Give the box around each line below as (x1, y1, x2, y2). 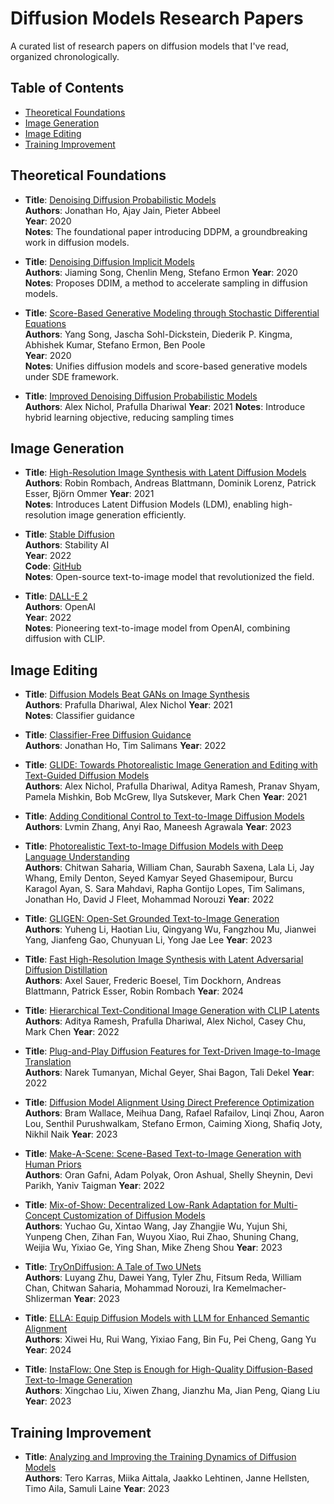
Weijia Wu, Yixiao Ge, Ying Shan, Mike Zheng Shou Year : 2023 (24, 1242, 283, 1254)
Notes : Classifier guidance (24, 710, 135, 722)
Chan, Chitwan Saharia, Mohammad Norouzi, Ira (24, 1282, 224, 1294)
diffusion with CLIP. (24, 633, 106, 645)
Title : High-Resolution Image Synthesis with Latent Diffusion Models (24, 467, 307, 479)
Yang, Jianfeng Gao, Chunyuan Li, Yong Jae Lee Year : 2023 (24, 934, 273, 946)
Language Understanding (24, 851, 130, 863)
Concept (24, 1210, 62, 1222)
